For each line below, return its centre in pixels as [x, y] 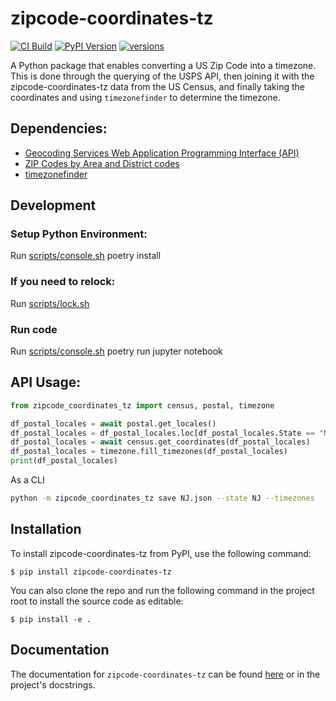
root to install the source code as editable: [97, 601]
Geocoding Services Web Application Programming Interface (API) [162, 153]
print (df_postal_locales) [64, 461]
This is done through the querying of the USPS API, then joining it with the [162, 76]
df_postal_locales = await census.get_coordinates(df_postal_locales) [160, 442]
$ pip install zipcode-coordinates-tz [91, 572]
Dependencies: [59, 128]
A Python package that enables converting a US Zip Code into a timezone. [163, 65]
